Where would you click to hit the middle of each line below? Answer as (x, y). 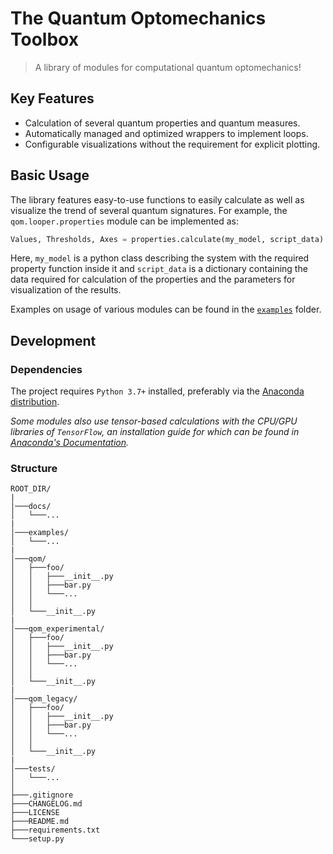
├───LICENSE (35, 813)
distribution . (35, 402)
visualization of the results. (66, 290)
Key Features (52, 98)
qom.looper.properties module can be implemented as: (125, 221)
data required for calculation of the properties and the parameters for (153, 279)
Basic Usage (50, 175)
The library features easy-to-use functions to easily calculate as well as (157, 199)
